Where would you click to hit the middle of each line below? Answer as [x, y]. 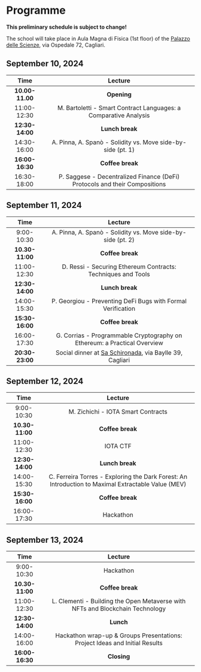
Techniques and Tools [119, 274]
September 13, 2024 [45, 540]
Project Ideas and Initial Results [118, 643]
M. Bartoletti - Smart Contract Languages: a [119, 108]
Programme [36, 10]
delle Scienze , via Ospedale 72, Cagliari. [56, 45]
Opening [119, 94]
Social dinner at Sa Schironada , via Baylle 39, [119, 352]
